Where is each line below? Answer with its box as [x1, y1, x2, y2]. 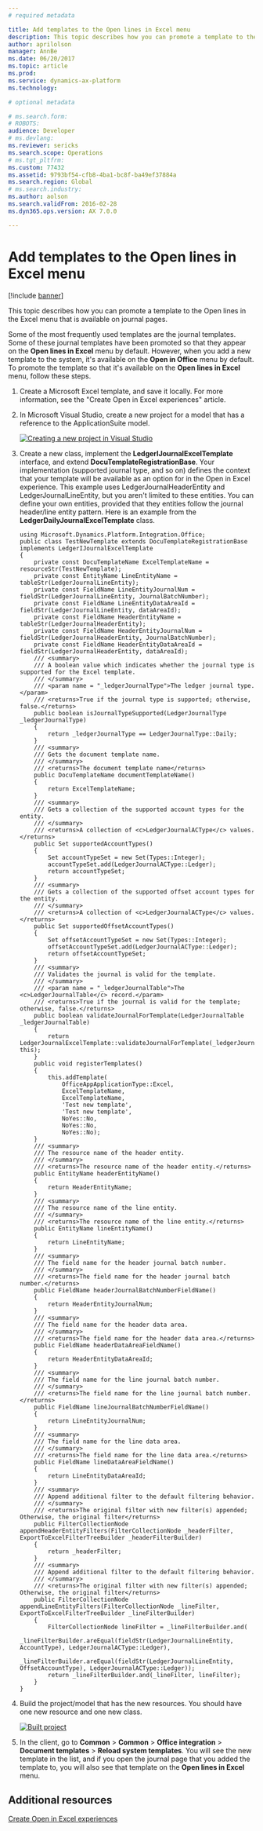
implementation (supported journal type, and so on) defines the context [19, 465, 250, 475]
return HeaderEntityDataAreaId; [48, 1355, 153, 1363]
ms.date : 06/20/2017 [8, 55, 76, 63]
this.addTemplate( [48, 1073, 108, 1081]
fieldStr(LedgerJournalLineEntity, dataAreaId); [19, 606, 182, 614]
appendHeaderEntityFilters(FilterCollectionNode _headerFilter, [19, 1526, 234, 1535]
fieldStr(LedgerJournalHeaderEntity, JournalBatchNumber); [19, 634, 217, 641]
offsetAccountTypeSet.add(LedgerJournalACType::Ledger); [48, 943, 237, 951]
